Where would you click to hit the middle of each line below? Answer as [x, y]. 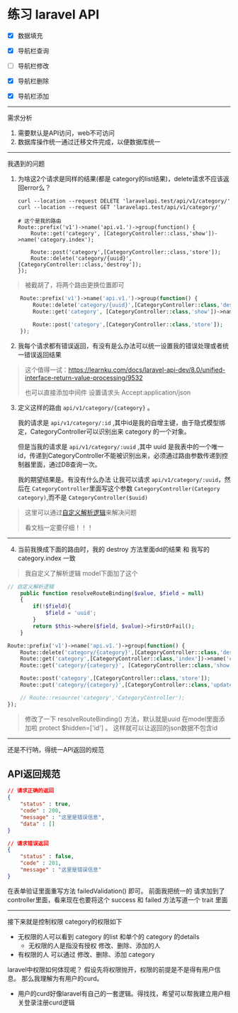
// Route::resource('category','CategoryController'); [103, 697]
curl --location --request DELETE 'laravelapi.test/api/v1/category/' [124, 201]
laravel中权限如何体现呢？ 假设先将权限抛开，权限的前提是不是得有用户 [111, 969]
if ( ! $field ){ [52, 606]
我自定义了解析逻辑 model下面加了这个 [81, 573]
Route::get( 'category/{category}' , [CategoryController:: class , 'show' [126, 665]
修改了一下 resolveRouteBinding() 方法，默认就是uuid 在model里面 [122, 719]
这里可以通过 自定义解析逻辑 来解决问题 [80, 512]
